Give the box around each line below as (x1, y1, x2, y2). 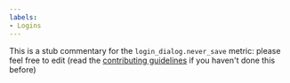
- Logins (9, 21, 42, 30)
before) (9, 64, 37, 75)
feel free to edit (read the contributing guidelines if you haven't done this (9, 55, 276, 65)
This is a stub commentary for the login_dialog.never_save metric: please (9, 45, 281, 56)
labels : (9, 12, 38, 22)
